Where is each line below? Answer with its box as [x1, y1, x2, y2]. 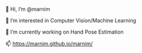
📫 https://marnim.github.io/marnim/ [5, 40, 93, 47]
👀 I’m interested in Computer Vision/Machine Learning [5, 17, 136, 24]
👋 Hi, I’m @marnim [5, 6, 50, 12]
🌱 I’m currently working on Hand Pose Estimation [5, 28, 124, 35]
